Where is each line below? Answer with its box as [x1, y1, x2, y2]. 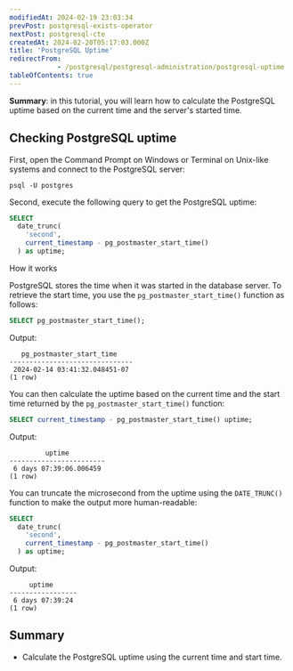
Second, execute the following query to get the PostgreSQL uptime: [9, 197, 257, 207]
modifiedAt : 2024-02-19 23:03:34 [9, 12, 134, 22]
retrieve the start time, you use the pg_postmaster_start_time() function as [9, 289, 285, 300]
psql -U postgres [9, 181, 74, 190]
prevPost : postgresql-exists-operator [9, 21, 153, 30]
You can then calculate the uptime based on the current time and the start [9, 388, 281, 399]
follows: [9, 299, 38, 310]
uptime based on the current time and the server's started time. [9, 104, 242, 116]
